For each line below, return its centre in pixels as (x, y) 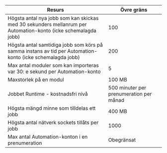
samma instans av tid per (37, 51)
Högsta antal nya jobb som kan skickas (53, 18)
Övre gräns (134, 10)
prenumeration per (130, 94)
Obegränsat (122, 140)
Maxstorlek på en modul (36, 80)
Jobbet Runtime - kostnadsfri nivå (48, 94)
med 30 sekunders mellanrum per (47, 24)
